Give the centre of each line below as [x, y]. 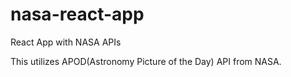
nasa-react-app [77, 14]
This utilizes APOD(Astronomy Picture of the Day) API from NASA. [146, 61]
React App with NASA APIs [66, 42]
